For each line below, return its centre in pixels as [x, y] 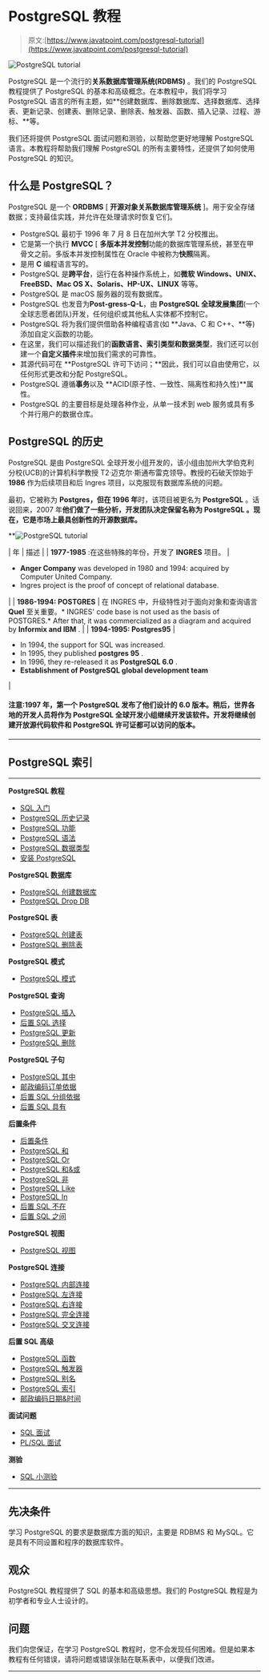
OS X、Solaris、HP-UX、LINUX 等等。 [138, 283]
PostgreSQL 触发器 [51, 1368]
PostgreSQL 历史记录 [55, 818]
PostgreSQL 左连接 [51, 1294]
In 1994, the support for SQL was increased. [92, 645]
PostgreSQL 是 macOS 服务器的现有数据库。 [93, 294]
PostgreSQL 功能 [48, 828]
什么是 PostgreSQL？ [61, 186]
